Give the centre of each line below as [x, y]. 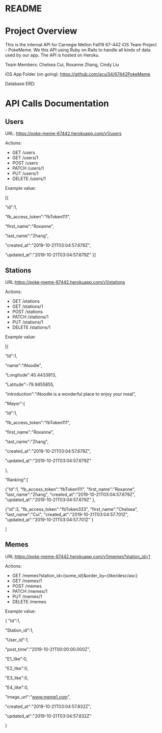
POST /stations [27, 311]
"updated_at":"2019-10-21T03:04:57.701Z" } [49, 520]
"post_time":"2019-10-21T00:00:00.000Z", [48, 649]
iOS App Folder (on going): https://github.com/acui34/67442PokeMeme [78, 74]
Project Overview [41, 31]
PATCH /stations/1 [30, 317]
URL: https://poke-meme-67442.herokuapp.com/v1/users [63, 134]
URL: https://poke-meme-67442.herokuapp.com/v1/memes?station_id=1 [78, 557]
